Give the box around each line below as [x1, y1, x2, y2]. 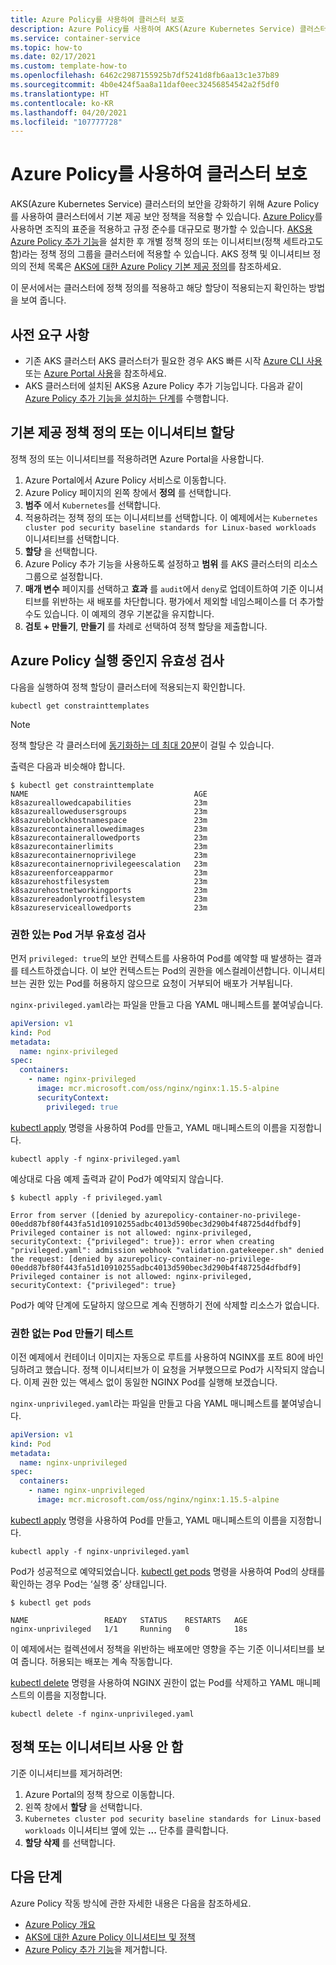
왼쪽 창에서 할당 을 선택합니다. [24, 1801, 143, 1813]
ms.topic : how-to [10, 42, 83, 53]
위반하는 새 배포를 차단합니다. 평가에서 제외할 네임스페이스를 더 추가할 [51, 595, 325, 607]
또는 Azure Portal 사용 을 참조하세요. [24, 367, 167, 379]
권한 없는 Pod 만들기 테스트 [10, 1326, 134, 1340]
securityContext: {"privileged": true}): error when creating [10, 1236, 275, 1246]
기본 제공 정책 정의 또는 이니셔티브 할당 [10, 424, 235, 441]
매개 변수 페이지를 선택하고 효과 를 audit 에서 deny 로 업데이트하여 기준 [24, 582, 297, 595]
